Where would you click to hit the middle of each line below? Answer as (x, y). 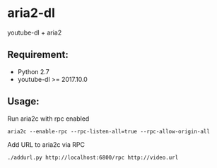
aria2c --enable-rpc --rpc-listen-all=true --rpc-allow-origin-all (109, 131)
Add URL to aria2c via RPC (46, 144)
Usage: (24, 101)
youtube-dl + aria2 (35, 32)
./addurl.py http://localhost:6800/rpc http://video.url (93, 157)
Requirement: (38, 55)
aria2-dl (31, 13)
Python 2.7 (33, 71)
